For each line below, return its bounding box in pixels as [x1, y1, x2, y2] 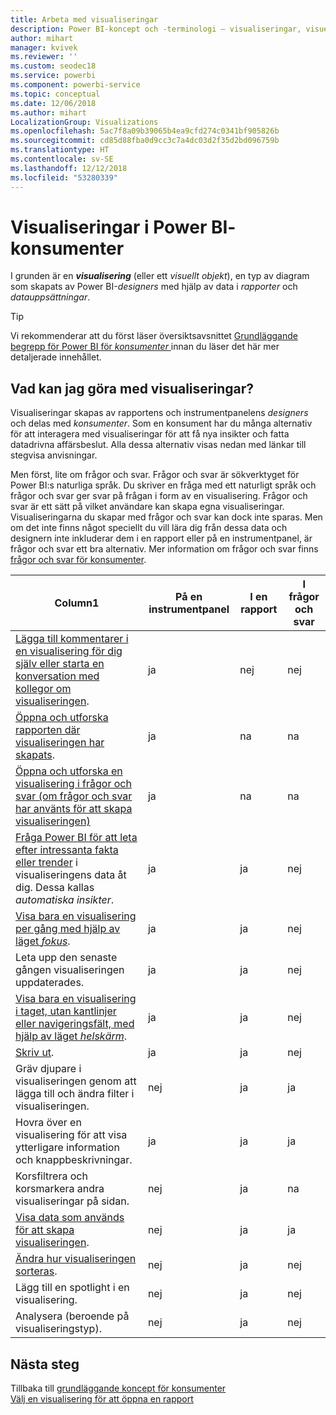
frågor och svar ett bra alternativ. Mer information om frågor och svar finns [10, 543, 319, 555]
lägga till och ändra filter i [15, 1087, 135, 1101]
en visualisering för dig [15, 644, 123, 658]
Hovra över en [15, 1116, 82, 1130]
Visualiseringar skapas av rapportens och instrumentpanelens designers [10, 407, 309, 419]
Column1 [54, 596, 100, 610]
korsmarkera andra [15, 1182, 105, 1196]
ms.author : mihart [10, 107, 87, 118]
